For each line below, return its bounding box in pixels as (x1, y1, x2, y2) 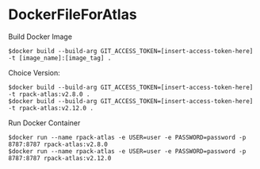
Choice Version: (8, 67, 61, 77)
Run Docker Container (8, 117, 81, 128)
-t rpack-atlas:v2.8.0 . (8, 90, 90, 98)
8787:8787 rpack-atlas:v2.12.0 (8, 154, 112, 162)
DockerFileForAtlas (8, 6, 137, 24)
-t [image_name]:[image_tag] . (8, 54, 112, 62)
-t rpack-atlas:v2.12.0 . (8, 104, 94, 112)
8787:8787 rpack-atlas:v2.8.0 (8, 140, 109, 148)
